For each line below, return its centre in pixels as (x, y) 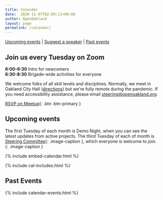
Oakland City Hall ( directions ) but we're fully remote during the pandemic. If (81, 89)
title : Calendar (22, 10)
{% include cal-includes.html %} (38, 165)
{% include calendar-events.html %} (42, 193)
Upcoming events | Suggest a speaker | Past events (57, 42)
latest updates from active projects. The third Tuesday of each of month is (80, 136)
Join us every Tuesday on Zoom (55, 57)
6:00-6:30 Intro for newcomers (37, 69)
